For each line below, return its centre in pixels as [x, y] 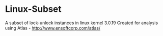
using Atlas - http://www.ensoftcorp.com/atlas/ [53, 28]
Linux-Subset [33, 9]
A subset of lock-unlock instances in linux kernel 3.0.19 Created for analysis [81, 23]
